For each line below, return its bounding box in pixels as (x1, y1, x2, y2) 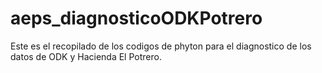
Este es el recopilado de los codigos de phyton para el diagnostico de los (10, 40, 312, 52)
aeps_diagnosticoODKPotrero (10, 7, 263, 30)
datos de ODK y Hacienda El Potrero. (10, 50, 162, 62)
